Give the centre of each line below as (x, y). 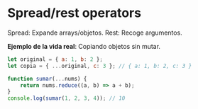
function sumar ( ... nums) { (47, 79)
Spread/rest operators (75, 13)
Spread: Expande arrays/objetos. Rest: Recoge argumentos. (95, 33)
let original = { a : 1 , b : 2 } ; (55, 59)
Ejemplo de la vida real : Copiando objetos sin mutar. (84, 46)
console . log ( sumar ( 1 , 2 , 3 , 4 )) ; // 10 (66, 98)
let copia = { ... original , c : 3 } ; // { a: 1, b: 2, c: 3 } (100, 66)
